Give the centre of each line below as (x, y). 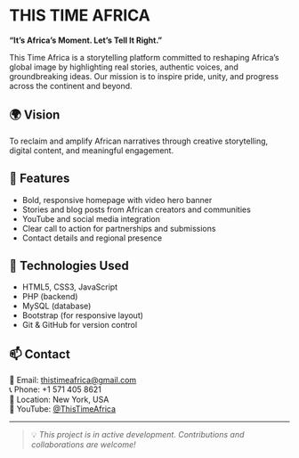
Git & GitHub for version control (80, 325)
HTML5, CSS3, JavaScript (70, 287)
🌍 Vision (35, 115)
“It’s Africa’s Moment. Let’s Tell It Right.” (86, 40)
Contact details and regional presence (92, 238)
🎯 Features (40, 179)
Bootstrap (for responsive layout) (83, 315)
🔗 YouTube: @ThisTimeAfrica (63, 409)
